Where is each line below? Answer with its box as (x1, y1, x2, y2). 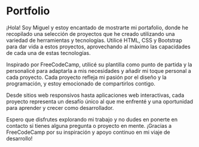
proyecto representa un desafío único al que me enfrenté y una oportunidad (6, 97, 193, 105)
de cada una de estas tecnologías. (6, 49, 91, 56)
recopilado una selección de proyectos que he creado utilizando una (6, 30, 175, 37)
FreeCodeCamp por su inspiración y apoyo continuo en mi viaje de (6, 128, 170, 136)
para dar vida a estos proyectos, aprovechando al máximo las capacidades (6, 43, 191, 50)
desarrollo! (6, 134, 33, 142)
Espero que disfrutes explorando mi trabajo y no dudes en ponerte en (6, 115, 178, 123)
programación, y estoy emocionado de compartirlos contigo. (6, 79, 155, 87)
